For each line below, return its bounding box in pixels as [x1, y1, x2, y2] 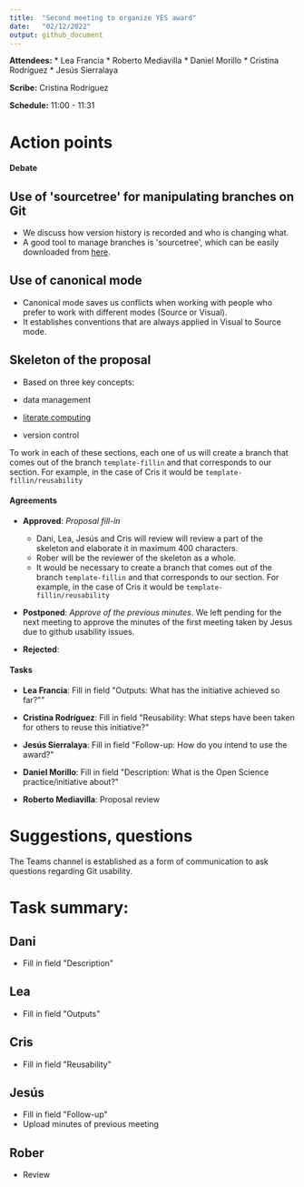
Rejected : [22, 643, 60, 655]
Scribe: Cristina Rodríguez [9, 83, 109, 94]
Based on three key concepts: [22, 377, 134, 387]
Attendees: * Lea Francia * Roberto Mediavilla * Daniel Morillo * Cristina [9, 55, 279, 66]
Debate [9, 163, 38, 174]
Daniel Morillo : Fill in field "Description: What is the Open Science [22, 767, 270, 778]
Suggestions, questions [9, 826, 193, 847]
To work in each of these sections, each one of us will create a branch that [9, 447, 289, 458]
